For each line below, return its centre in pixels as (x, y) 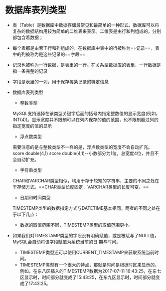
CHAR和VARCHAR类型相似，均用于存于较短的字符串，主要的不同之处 (83, 180)
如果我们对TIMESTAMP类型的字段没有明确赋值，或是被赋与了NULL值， (85, 235)
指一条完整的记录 (30, 71)
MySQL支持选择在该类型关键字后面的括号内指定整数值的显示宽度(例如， (86, 113)
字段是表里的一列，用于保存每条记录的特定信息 (60, 81)
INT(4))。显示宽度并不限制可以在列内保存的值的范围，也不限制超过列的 (85, 120)
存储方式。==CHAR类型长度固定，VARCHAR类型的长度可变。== (83, 187)
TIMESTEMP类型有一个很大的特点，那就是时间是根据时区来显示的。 (89, 265)
